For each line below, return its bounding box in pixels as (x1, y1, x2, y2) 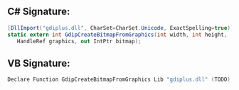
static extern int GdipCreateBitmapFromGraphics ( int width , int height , (7, 31, 228, 38)
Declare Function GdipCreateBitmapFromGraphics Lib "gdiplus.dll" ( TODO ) (7, 76, 231, 84)
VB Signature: (7, 57, 70, 69)
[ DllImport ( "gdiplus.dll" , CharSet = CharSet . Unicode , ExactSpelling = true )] (7, 24, 234, 31)
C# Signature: (7, 6, 70, 18)
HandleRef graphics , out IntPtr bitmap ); (16, 38, 142, 45)
